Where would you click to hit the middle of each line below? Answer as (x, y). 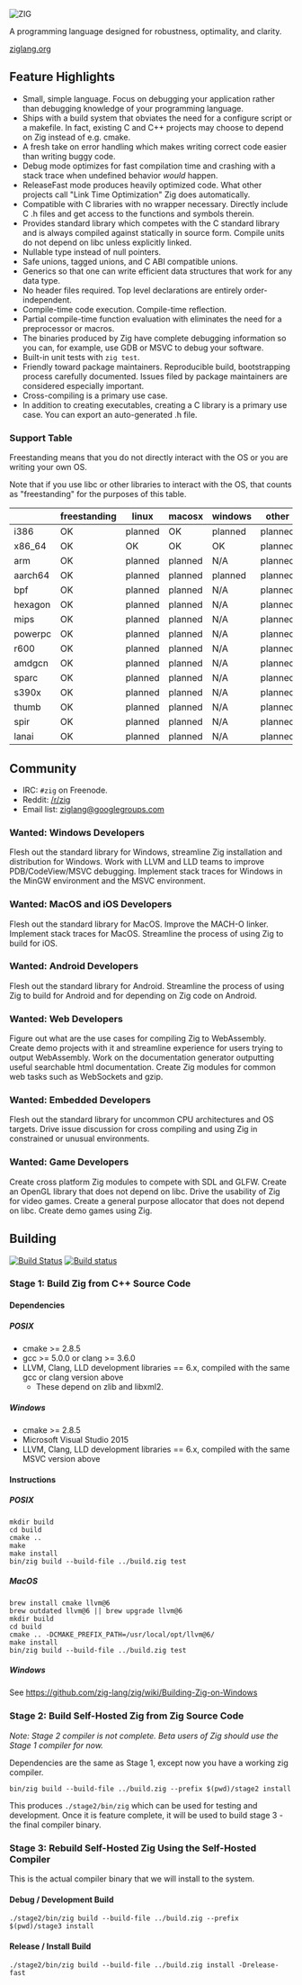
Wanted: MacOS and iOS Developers (91, 904)
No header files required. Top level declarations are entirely (132, 290)
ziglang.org (30, 49)
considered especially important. (83, 385)
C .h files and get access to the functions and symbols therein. (138, 213)
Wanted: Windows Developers (77, 832)
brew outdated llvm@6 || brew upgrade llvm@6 (96, 1611)
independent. (47, 299)
